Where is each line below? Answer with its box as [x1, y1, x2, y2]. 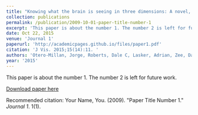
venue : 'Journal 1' [6, 36, 54, 42]
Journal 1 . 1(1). [6, 103, 41, 110]
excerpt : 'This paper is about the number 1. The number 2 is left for [6, 25, 186, 31]
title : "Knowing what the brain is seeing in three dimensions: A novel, [6, 8, 192, 15]
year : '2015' [6, 58, 38, 63]
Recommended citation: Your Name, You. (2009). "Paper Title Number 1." [6, 96, 184, 103]
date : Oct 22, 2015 [6, 31, 54, 36]
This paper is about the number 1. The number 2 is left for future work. [6, 74, 177, 81]
